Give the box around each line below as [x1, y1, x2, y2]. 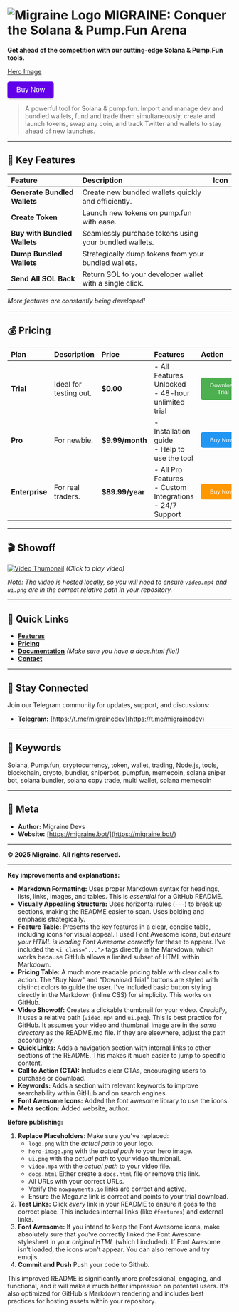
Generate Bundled [11, 187, 74, 197]
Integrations [154, 491, 194, 501]
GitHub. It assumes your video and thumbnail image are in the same [17, 1021, 217, 1029]
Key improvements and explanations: [7, 870, 120, 879]
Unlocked [154, 379, 186, 389]
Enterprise [11, 486, 48, 496]
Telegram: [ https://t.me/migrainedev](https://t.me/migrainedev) [17, 714, 205, 723]
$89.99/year [101, 486, 145, 496]
